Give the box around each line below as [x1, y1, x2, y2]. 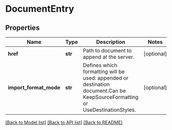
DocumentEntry [5, 3, 74, 15]
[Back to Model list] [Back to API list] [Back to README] [5, 119, 123, 125]
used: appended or [82, 74, 129, 82]
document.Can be [82, 87, 126, 94]
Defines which [82, 62, 118, 69]
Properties [5, 23, 40, 32]
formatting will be [82, 68, 125, 75]
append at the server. [82, 54, 135, 60]
